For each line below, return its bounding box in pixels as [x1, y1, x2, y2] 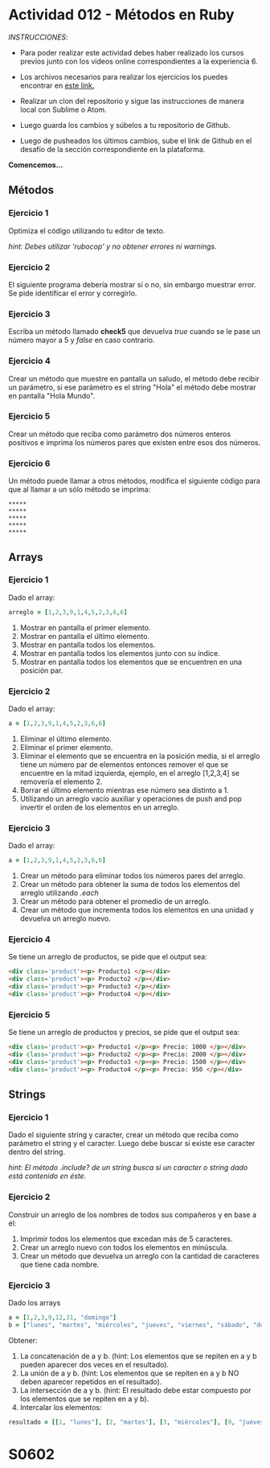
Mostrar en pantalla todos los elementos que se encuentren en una [19, 657, 243, 666]
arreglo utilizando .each [19, 888, 99, 898]
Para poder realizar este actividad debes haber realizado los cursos [19, 47, 244, 57]
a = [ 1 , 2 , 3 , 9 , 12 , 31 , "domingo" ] [8, 1313, 117, 1322]
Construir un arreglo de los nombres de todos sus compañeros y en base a [8, 1210, 257, 1219]
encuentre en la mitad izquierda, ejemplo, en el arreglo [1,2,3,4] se [19, 768, 239, 777]
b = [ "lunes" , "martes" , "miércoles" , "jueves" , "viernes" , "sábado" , [8, 1321, 250, 1329]
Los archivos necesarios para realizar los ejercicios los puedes [19, 72, 228, 81]
